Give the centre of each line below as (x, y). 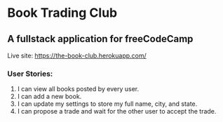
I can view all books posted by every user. (78, 89)
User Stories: (30, 74)
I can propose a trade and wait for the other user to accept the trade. (117, 111)
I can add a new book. (49, 97)
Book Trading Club (62, 13)
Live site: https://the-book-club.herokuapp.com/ (77, 55)
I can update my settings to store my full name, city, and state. (107, 104)
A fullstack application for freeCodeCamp (100, 39)
